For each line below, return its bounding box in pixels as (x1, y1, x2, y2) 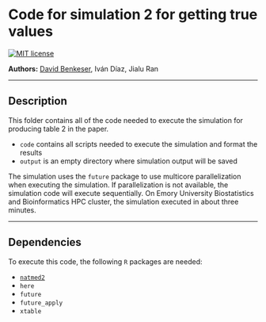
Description (8, 94, 67, 108)
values (8, 22, 54, 40)
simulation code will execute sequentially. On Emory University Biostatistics (8, 188, 255, 197)
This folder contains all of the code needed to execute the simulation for (8, 115, 244, 125)
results (19, 148, 43, 157)
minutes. (8, 205, 37, 215)
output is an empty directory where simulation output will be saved (19, 156, 237, 166)
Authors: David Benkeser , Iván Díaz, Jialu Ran (8, 63, 159, 73)
